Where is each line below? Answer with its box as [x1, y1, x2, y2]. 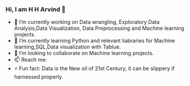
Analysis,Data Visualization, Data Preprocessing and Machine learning [14, 25, 185, 32]
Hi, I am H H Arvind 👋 [5, 5, 66, 13]
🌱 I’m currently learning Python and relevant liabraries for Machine [14, 37, 175, 44]
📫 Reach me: [14, 56, 48, 63]
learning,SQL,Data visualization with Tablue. [14, 43, 121, 50]
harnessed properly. [14, 73, 64, 81]
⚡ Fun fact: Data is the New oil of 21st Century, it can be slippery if [14, 65, 175, 72]
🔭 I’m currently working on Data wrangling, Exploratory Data [14, 19, 160, 26]
